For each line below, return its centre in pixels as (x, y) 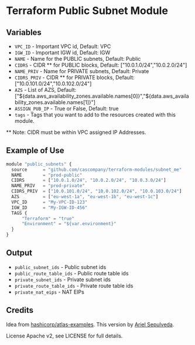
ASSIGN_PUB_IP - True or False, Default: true (66, 108)
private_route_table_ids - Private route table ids (74, 285)
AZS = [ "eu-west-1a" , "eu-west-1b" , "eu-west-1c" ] (85, 197)
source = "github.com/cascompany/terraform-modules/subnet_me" (97, 170)
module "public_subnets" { (39, 164)
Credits (20, 310)
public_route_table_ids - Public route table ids (71, 273)
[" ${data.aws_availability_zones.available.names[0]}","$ (82, 96)
